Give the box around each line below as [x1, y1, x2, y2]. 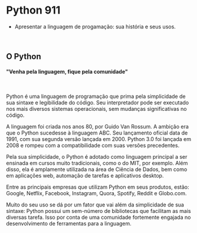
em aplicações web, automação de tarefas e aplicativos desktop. [6, 172, 164, 179]
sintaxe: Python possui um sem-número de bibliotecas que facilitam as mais [6, 207, 191, 214]
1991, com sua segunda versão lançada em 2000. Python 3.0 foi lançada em [6, 135, 192, 142]
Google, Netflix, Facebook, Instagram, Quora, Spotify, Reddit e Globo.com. [6, 189, 187, 196]
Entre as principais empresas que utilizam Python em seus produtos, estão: [6, 183, 190, 191]
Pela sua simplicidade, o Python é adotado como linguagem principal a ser [6, 153, 188, 160]
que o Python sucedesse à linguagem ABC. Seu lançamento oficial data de [6, 129, 188, 136]
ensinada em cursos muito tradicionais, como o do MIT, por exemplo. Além [6, 159, 188, 166]
